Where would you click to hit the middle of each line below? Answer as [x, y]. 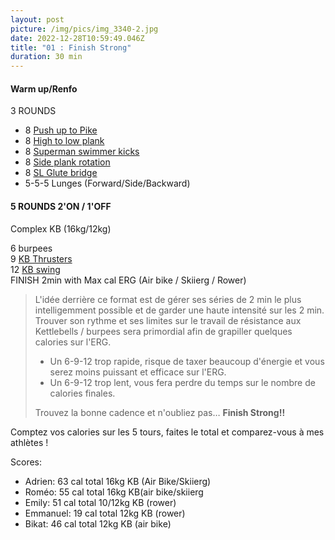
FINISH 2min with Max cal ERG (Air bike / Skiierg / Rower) [128, 280]
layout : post [37, 19]
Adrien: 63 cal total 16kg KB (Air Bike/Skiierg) [118, 481]
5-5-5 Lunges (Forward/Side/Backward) [107, 183]
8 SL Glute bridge [61, 173]
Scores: [26, 462]
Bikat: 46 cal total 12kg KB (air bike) [98, 523]
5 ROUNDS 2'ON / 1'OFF [61, 206]
